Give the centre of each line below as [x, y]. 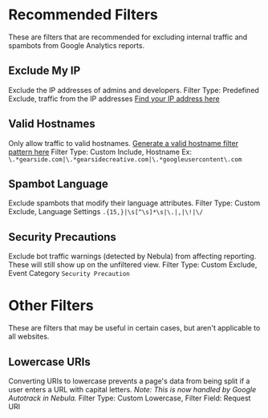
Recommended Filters [83, 15]
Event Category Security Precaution [69, 274]
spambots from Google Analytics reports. [77, 45]
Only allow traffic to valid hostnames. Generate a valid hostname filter [124, 143]
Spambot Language [58, 183]
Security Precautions [62, 237]
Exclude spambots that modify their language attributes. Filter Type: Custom [134, 203]
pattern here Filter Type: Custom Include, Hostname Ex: [100, 152]
